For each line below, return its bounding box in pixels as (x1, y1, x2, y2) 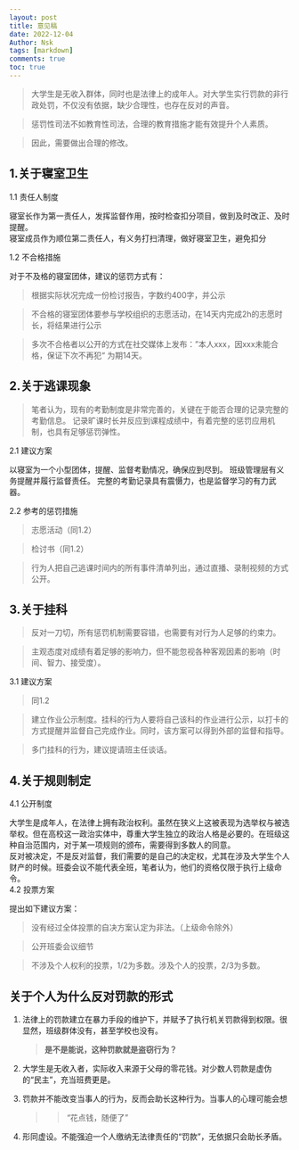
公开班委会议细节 (30, 941, 94, 952)
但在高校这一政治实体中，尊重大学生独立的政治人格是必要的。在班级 (32, 829, 282, 840)
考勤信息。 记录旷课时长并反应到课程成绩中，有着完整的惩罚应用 (30, 415, 268, 426)
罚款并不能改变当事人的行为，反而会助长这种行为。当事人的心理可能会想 (21, 1093, 287, 1104)
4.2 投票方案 (9, 884, 55, 895)
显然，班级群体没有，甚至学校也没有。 (21, 1025, 163, 1036)
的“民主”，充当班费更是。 (21, 1074, 116, 1085)
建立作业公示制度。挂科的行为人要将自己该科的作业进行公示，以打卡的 (30, 715, 289, 725)
